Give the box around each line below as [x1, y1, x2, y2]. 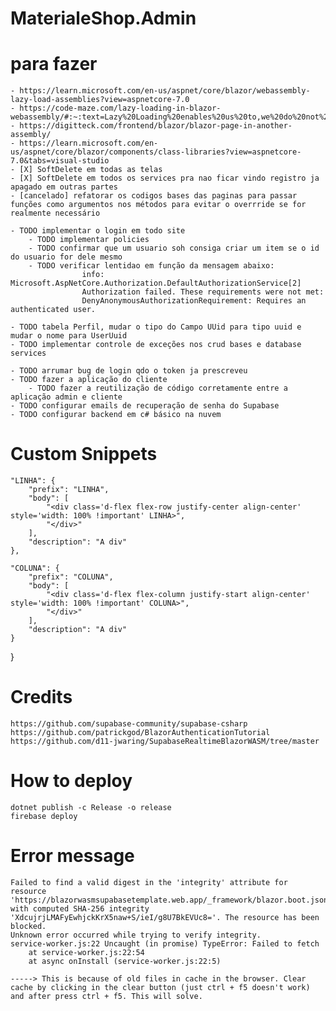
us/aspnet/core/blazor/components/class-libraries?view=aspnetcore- [10, 147, 302, 157]
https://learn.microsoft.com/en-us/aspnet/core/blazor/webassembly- [19, 86, 311, 96]
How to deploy [10, 770, 133, 792]
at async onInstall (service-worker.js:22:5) [28, 956, 222, 966]
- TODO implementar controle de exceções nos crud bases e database [10, 340, 302, 350]
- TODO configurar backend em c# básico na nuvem [10, 410, 222, 420]
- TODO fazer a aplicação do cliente [10, 375, 168, 385]
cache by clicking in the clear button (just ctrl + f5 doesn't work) [10, 982, 311, 992]
